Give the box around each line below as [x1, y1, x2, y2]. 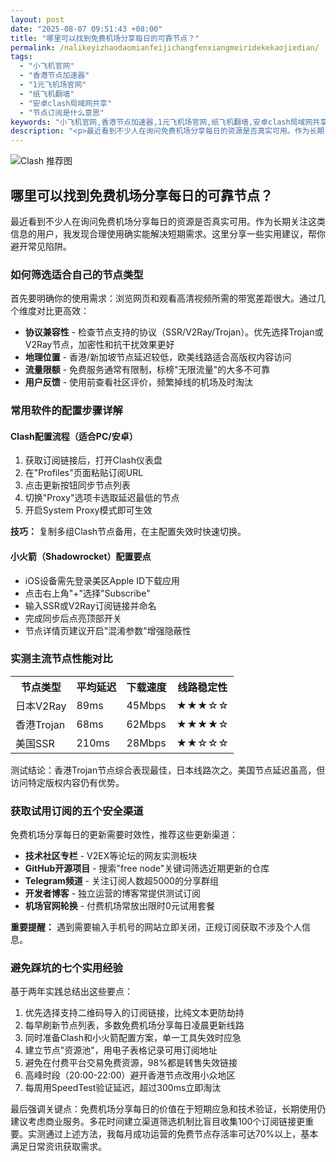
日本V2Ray [15, 699, 67, 713]
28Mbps [126, 736, 167, 750]
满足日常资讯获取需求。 [10, 1141, 107, 1153]
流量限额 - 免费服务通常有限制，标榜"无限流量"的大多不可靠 [24, 364, 271, 376]
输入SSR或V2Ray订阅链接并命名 [24, 599, 157, 611]
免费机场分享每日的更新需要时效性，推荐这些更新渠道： [10, 829, 238, 841]
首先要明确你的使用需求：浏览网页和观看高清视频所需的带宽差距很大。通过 [10, 292, 317, 305]
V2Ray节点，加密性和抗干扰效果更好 [24, 339, 175, 351]
